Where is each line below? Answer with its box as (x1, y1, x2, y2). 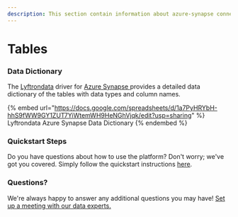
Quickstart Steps (7, 136, 67, 146)
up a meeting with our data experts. (7, 201, 111, 210)
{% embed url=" (7, 104, 55, 112)
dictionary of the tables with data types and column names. (7, 90, 181, 99)
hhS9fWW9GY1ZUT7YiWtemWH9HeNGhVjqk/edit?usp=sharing (7, 111, 192, 120)
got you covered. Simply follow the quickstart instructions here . (7, 160, 193, 169)
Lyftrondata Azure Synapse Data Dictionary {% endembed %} (7, 118, 188, 128)
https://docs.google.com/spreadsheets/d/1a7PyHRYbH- (54, 104, 217, 112)
